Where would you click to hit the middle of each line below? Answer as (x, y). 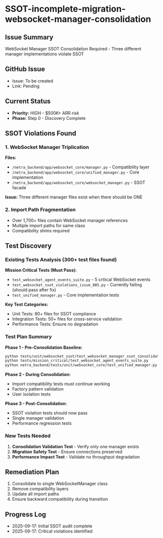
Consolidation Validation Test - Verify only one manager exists (75, 446)
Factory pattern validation (38, 389)
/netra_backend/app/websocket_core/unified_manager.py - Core (76, 172)
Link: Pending (26, 86)
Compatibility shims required (41, 230)
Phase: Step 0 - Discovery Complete (49, 118)
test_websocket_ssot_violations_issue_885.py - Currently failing (77, 285)
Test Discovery (28, 246)
